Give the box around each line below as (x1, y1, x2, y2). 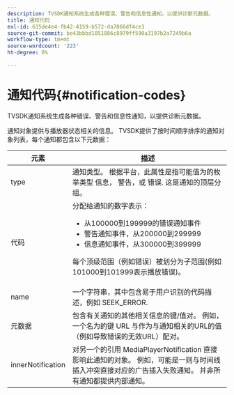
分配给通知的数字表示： (72, 201, 150, 210)
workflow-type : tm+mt (7, 36, 70, 43)
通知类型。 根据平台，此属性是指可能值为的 (72, 166, 214, 176)
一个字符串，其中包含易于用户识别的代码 (72, 287, 205, 297)
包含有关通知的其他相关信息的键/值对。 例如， (72, 311, 224, 320)
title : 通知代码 (7, 17, 50, 24)
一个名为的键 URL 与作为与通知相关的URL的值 (72, 321, 222, 331)
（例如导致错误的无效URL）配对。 (72, 332, 184, 341)
